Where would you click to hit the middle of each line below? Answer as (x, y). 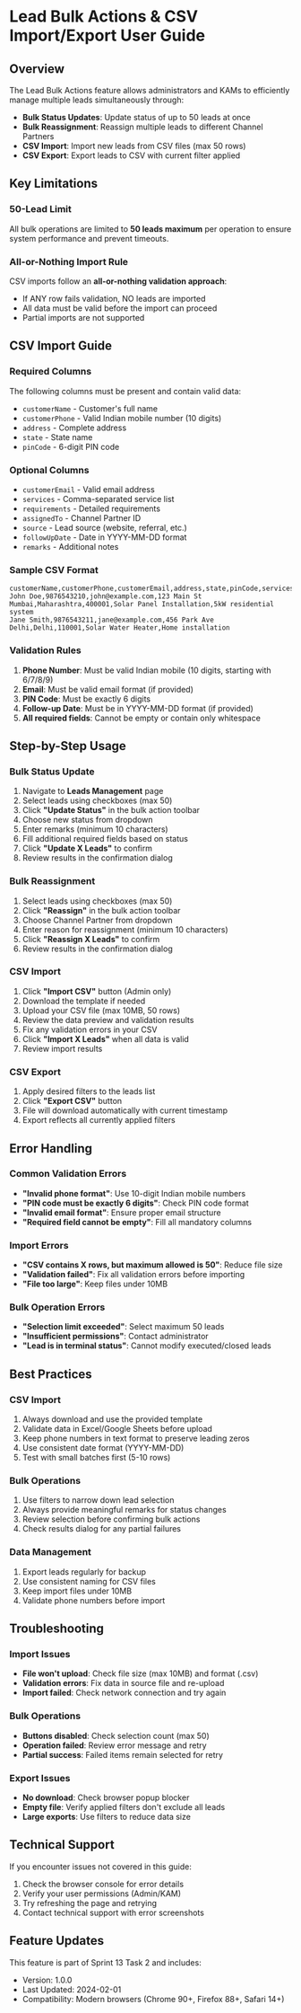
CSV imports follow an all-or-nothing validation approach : (118, 281)
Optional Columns (49, 470)
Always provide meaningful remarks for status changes (124, 1510)
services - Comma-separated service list (98, 499)
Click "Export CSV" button (72, 1101)
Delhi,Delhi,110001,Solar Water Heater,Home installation (120, 628)
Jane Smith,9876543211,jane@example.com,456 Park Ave (112, 620)
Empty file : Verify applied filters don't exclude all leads (124, 1806)
